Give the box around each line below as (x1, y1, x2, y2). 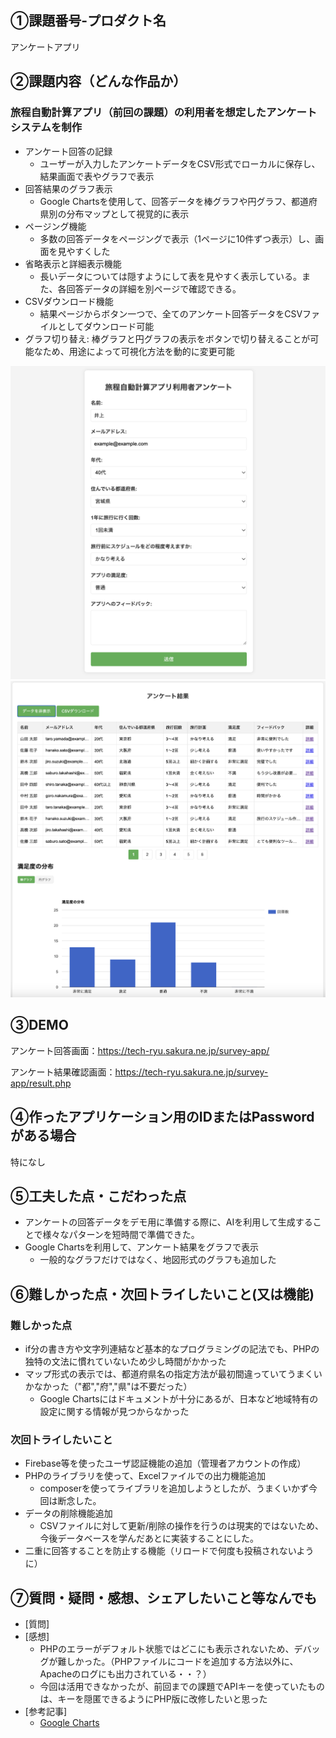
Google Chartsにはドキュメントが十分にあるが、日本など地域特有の (39, 1393, 319, 1405)
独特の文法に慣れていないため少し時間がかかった (24, 1356, 227, 1368)
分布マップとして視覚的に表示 (66, 207, 190, 220)
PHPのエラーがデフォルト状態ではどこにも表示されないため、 (39, 1643, 295, 1655)
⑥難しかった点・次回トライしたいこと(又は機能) (10, 1286, 315, 1303)
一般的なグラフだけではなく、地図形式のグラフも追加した (39, 1254, 277, 1266)
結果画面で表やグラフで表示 (39, 170, 155, 182)
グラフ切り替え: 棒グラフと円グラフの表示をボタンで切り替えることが (24, 332, 311, 345)
